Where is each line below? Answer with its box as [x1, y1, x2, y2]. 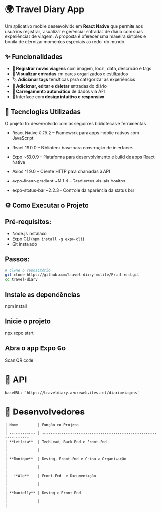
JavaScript [12, 135, 34, 141]
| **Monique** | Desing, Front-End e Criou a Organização [5, 456, 127, 461]
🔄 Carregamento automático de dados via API [12, 88, 105, 94]
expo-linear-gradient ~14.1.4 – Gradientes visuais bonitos [12, 178, 126, 183]
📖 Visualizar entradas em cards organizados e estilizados [12, 71, 128, 77]
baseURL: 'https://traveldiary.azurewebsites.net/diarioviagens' [5, 390, 139, 395]
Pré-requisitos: [5, 218, 52, 226]
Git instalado [12, 241, 37, 247]
